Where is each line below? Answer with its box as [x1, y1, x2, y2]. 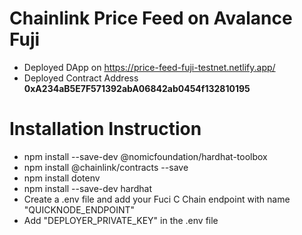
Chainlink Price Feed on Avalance [9, 7, 293, 30]
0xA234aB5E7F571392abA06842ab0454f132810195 [23, 82, 251, 94]
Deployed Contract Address [23, 72, 139, 84]
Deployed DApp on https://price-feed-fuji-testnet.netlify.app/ [23, 61, 276, 73]
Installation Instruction [9, 118, 202, 141]
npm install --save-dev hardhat [23, 182, 152, 194]
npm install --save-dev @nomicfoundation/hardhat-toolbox [23, 150, 268, 162]
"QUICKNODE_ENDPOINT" [23, 203, 136, 216]
